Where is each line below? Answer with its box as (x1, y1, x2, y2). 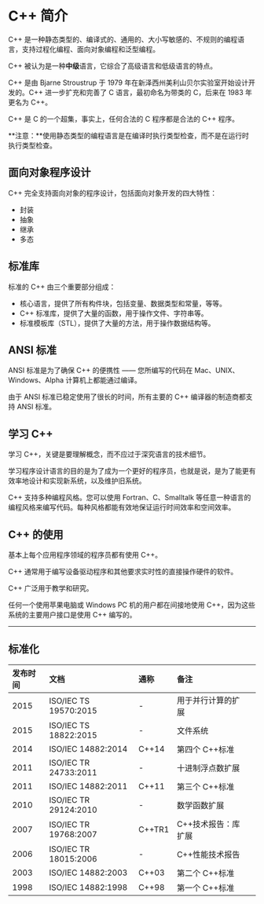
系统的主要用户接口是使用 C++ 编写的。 (8, 610, 137, 619)
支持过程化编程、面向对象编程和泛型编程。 (21, 44, 159, 53)
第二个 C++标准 (176, 867, 235, 878)
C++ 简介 (8, 7, 68, 25)
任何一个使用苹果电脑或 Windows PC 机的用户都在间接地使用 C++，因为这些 (8, 600, 255, 609)
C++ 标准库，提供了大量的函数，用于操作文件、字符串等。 (19, 308, 208, 318)
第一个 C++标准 (176, 882, 235, 893)
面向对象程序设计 (8, 166, 91, 179)
